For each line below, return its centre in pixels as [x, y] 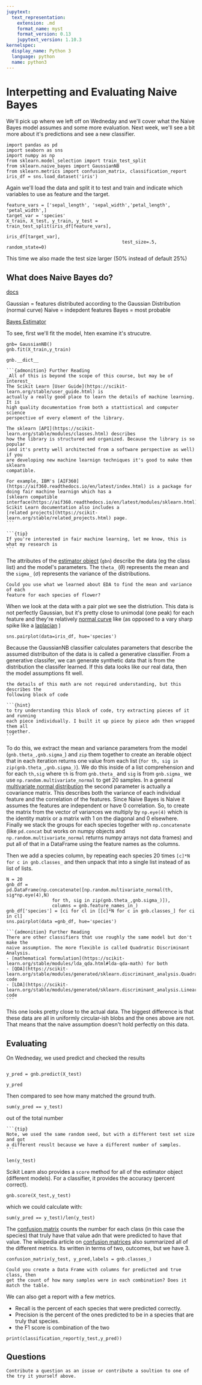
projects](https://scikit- [64, 513]
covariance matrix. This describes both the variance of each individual [93, 793]
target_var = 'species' [36, 216]
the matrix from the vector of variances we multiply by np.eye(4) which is [97, 812]
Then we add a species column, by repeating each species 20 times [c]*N [98, 856]
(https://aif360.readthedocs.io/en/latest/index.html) [76, 487]
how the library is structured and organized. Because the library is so [101, 439]
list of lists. [20, 868]
